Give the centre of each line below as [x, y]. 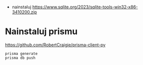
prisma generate [21, 53]
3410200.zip [24, 12]
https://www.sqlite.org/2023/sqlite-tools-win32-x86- [85, 7]
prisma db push [20, 58]
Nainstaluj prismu [41, 32]
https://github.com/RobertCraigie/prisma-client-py [55, 45]
